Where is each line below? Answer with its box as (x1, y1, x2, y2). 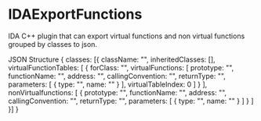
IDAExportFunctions (8, 5, 143, 23)
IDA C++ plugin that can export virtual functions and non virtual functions (8, 31, 245, 41)
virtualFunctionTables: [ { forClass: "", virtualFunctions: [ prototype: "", (8, 62, 234, 72)
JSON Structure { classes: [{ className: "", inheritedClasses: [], (8, 55, 216, 64)
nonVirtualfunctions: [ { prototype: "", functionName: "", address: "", (8, 87, 227, 97)
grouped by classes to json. (8, 39, 98, 48)
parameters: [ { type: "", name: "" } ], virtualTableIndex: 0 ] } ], (8, 80, 208, 89)
